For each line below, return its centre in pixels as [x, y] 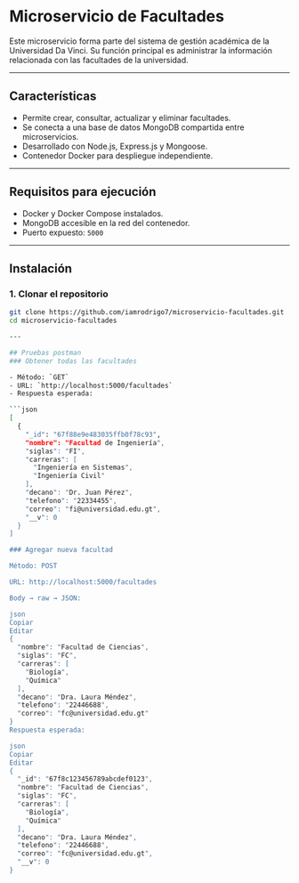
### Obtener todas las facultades [73, 361]
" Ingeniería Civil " [69, 476]
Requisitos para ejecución [83, 192]
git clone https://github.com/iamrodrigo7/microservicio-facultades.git [147, 312]
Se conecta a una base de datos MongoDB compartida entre [133, 127]
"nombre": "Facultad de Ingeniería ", [95, 442]
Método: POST [33, 566]
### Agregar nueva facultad [61, 550]
